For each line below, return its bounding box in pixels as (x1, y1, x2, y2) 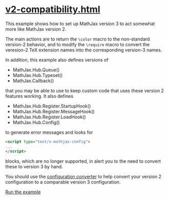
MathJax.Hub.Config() (12, 119, 60, 125)
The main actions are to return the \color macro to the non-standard (5, 36, 150, 42)
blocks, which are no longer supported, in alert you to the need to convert (5, 158, 161, 164)
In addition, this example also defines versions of (5, 56, 109, 63)
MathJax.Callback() (12, 77, 54, 84)
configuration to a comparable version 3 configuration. (5, 178, 121, 185)
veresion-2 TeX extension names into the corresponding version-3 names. (5, 47, 162, 53)
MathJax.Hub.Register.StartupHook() (12, 103, 91, 109)
